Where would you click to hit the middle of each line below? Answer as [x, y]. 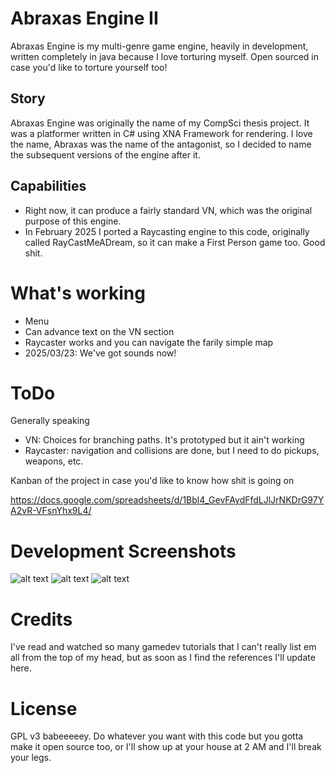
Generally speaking [50, 421]
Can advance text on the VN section [99, 331]
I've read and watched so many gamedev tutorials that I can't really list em [163, 647]
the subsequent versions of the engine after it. [105, 154]
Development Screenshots [123, 551]
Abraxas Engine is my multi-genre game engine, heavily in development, [159, 46]
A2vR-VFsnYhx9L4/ [51, 511]
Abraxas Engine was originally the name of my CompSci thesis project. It [160, 123]
